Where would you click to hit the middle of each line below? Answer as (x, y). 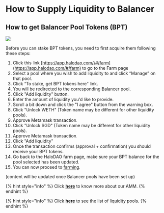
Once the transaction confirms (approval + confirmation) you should (82, 146)
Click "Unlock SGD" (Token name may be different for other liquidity (82, 125)
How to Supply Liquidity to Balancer (80, 9)
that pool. (22, 79)
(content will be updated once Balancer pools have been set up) (70, 177)
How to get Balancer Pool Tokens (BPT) (67, 27)
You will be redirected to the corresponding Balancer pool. (72, 89)
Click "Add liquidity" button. (41, 94)
